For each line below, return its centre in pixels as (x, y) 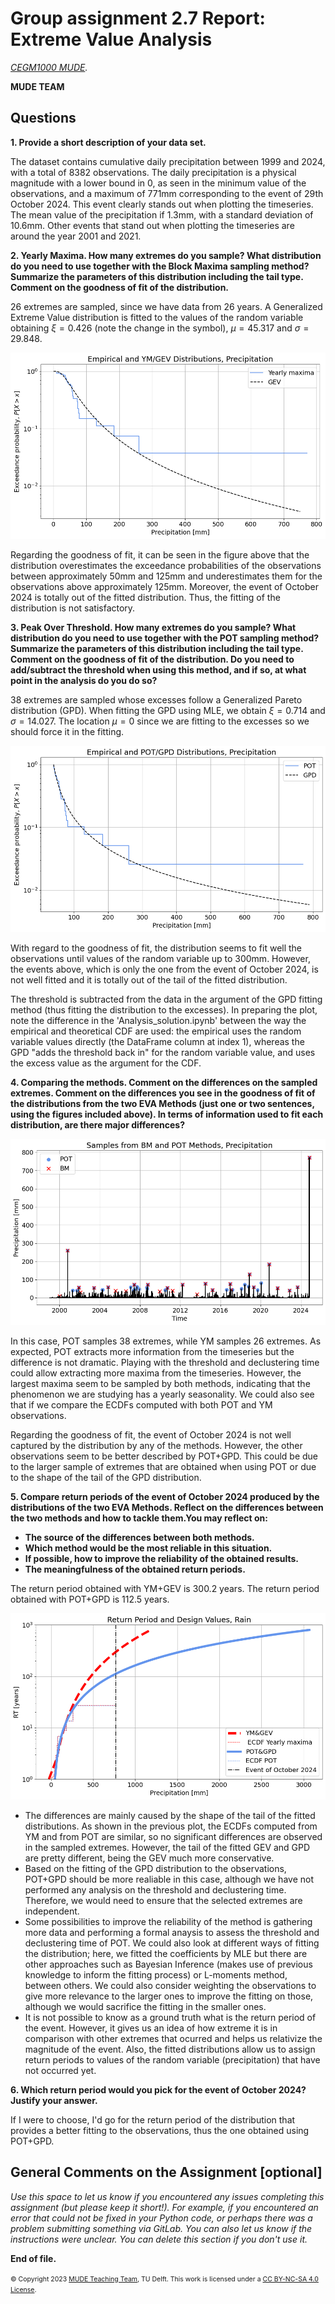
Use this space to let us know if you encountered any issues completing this (167, 2196)
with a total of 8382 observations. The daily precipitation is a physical (153, 172)
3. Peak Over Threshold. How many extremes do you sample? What (153, 628)
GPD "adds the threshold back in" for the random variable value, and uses (163, 1053)
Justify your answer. (54, 2100)
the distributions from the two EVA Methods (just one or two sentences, (162, 1104)
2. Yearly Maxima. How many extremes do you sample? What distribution (166, 255)
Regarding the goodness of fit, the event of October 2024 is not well (151, 1434)
